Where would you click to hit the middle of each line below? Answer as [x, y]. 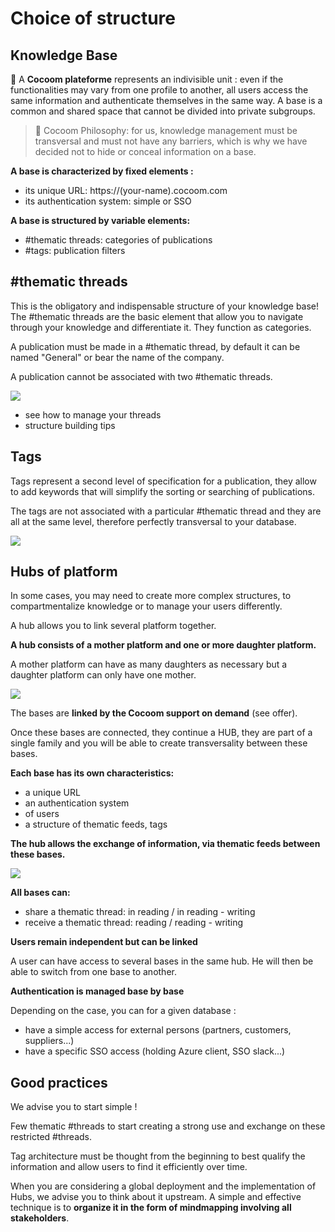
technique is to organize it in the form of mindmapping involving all [151, 1208]
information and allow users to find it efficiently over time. [129, 1167]
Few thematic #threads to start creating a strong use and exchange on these [168, 1126]
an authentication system [77, 803]
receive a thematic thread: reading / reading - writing [134, 923]
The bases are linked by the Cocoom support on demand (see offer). [154, 713]
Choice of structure [93, 18]
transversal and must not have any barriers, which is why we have [171, 141]
